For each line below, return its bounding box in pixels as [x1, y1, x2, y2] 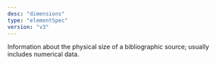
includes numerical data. [7, 50, 80, 58]
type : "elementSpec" [7, 17, 69, 24]
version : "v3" [7, 23, 50, 30]
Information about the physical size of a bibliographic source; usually [7, 43, 210, 51]
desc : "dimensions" [7, 10, 65, 18]
